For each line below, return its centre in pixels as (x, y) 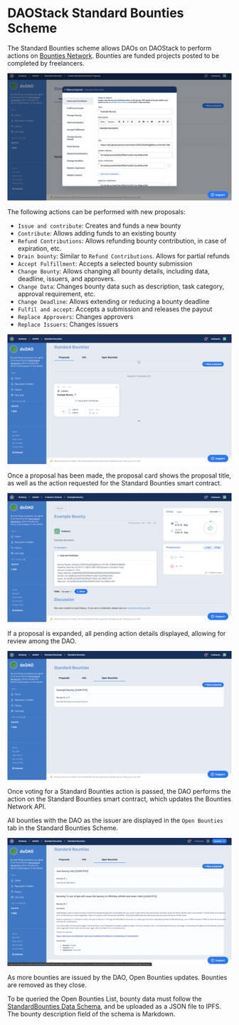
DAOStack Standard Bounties (96, 13)
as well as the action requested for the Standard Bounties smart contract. (115, 483)
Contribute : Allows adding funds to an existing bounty (97, 233)
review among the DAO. (42, 641)
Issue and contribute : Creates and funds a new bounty (99, 226)
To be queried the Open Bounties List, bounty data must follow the (105, 999)
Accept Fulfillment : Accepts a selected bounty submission (105, 264)
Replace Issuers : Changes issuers (68, 324)
